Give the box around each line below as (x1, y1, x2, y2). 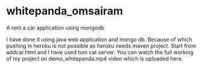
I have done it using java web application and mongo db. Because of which (6, 36, 192, 43)
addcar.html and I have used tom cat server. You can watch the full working (6, 48, 194, 55)
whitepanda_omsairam (6, 4, 124, 18)
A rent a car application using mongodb (6, 24, 104, 31)
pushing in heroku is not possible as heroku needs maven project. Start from (6, 42, 197, 49)
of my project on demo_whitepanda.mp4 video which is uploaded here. (6, 55, 183, 62)
